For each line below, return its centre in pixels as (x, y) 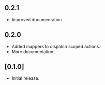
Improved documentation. (37, 19)
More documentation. (33, 51)
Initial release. (25, 78)
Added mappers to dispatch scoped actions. (56, 46)
